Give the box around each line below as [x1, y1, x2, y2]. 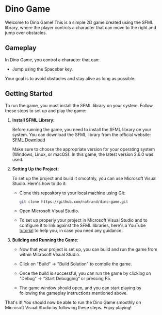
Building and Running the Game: [12, 237, 79, 243]
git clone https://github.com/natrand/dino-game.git [19, 199, 129, 204]
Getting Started [5, 90, 53, 98]
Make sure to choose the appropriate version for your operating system [12, 146, 155, 152]
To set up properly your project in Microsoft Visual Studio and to [19, 217, 148, 223]
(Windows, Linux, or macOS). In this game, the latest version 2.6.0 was [12, 151, 154, 157]
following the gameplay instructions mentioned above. [19, 290, 128, 296]
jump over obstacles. [5, 30, 47, 35]
